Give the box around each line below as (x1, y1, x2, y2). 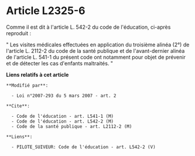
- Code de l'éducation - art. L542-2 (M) (11, 118, 114, 124)
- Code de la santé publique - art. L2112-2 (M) (11, 123, 132, 130)
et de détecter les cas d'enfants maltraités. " (6, 60, 113, 67)
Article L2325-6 (6, 4, 85, 18)
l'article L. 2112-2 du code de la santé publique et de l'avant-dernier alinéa (6, 47, 185, 54)
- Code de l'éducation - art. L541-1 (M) (11, 113, 114, 119)
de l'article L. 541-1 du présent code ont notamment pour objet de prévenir (6, 53, 186, 60)
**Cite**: (6, 103, 30, 109)
